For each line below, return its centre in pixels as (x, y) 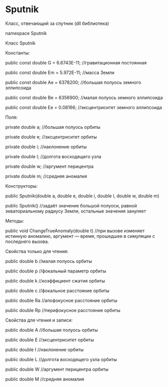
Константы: (18, 53)
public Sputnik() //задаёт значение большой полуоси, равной (71, 205)
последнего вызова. (27, 241)
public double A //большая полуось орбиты (52, 330)
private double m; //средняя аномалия (46, 176)
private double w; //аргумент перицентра (49, 166)
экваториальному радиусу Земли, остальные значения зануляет (76, 211)
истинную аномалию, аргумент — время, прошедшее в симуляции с (80, 236)
